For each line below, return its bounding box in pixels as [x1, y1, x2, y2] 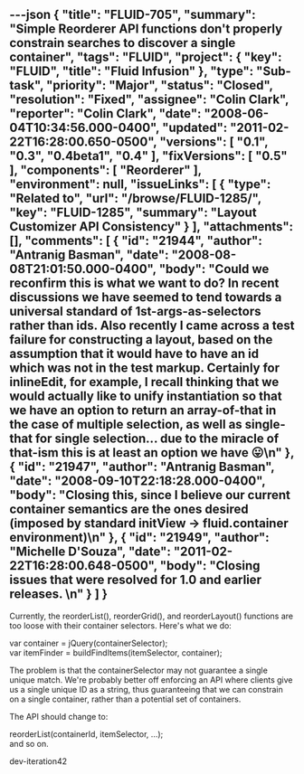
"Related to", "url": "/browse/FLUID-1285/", [9, 191, 262, 206]
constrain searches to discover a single [9, 35, 236, 51]
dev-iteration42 [9, 755, 68, 767]
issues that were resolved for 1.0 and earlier [9, 572, 262, 588]
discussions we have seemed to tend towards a [9, 289, 282, 306]
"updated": [161, 120, 228, 136]
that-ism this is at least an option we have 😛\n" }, [9, 445, 295, 460]
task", [9, 78, 43, 93]
